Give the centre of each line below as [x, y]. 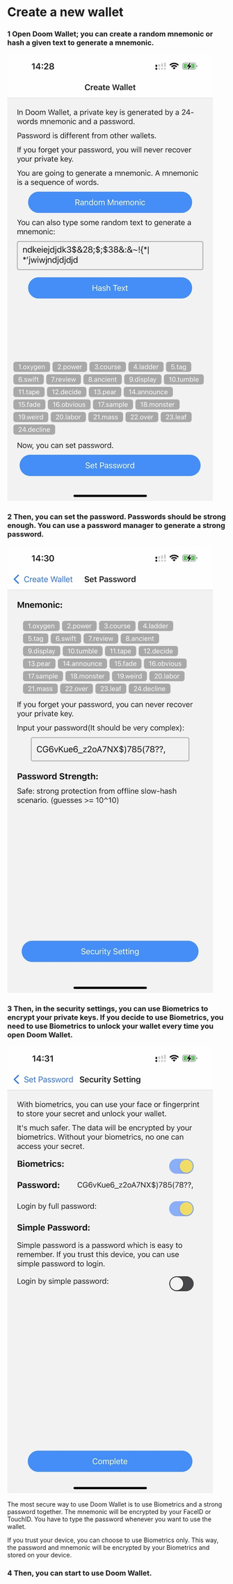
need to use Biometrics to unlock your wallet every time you [111, 1026]
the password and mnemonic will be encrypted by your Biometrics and [109, 1548]
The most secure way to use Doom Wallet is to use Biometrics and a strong [115, 1504]
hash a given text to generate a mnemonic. [81, 43]
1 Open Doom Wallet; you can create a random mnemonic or [110, 34]
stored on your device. [39, 1555]
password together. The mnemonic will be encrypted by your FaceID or [109, 1512]
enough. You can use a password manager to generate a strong [116, 526]
